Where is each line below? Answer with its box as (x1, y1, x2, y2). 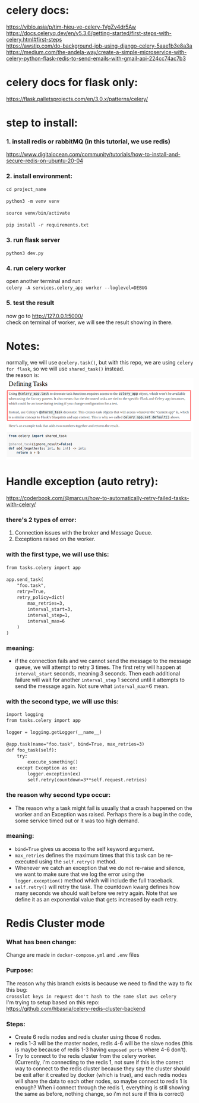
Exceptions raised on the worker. (14, 536, 96, 543)
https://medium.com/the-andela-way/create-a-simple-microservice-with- (6, 48, 187, 55)
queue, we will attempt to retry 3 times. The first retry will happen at (14, 664, 181, 671)
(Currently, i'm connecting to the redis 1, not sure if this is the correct (14, 1058, 184, 1066)
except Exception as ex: (17, 765, 78, 771)
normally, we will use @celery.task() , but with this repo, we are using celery (6, 359, 194, 366)
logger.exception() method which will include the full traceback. (14, 876, 174, 884)
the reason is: (6, 372, 40, 379)
